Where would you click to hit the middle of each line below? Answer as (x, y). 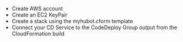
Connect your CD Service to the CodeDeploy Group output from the (94, 27)
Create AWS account (37, 9)
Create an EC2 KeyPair (40, 15)
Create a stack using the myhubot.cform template (72, 21)
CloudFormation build (38, 34)
